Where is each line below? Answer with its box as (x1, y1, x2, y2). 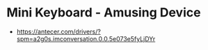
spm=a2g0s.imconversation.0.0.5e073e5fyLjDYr (16, 34, 156, 42)
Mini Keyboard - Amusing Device (6, 5, 201, 21)
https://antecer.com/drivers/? (16, 27, 102, 36)
